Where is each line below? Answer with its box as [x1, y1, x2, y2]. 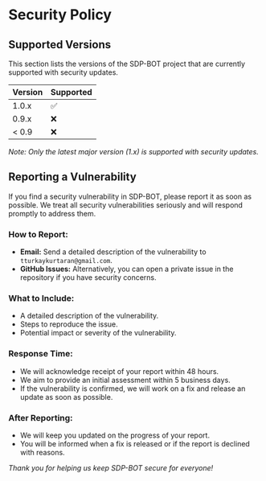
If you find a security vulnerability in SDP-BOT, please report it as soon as [8, 191, 252, 201]
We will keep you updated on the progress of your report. [19, 430, 211, 440]
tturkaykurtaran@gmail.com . [19, 256, 113, 265]
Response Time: [8, 348, 74, 360]
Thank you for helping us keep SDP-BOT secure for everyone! [8, 463, 214, 472]
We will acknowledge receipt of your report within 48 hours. [19, 366, 219, 376]
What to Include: [8, 293, 75, 304]
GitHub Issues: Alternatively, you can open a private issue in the [19, 264, 234, 274]
